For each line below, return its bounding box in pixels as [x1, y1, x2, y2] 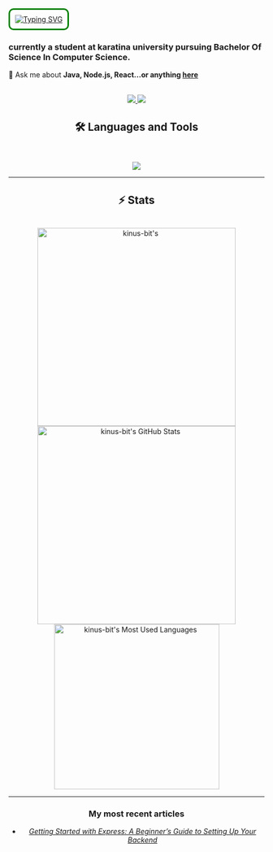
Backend [127, 835, 158, 845]
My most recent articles [88, 808, 185, 819]
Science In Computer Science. [8, 51, 131, 63]
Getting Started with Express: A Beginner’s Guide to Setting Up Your [28, 827, 257, 837]
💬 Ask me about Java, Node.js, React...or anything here [8, 70, 199, 80]
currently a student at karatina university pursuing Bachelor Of [8, 41, 262, 52]
